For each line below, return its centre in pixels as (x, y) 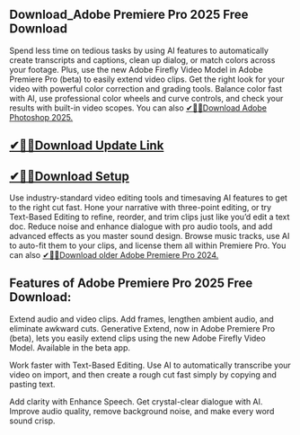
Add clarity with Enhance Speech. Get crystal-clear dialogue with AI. (136, 401)
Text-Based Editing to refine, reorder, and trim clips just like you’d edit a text (150, 217)
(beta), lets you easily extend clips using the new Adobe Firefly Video (138, 338)
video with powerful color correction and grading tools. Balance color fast (146, 88)
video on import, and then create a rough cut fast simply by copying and (143, 374)
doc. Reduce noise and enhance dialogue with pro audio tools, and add (141, 226)
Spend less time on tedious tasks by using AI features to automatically (139, 50)
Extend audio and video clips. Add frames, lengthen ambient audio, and (141, 319)
